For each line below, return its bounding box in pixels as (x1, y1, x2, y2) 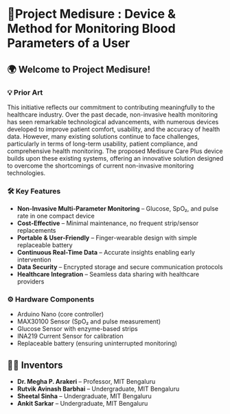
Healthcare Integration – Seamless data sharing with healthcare (16, 271, 200, 279)
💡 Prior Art (7, 87, 43, 97)
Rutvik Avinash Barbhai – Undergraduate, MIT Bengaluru (16, 384, 180, 393)
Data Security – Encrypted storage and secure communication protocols (16, 263, 223, 271)
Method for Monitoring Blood (7, 21, 176, 36)
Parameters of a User (7, 36, 130, 51)
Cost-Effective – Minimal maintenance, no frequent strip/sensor (16, 219, 199, 227)
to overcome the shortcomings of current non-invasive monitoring (7, 161, 194, 170)
